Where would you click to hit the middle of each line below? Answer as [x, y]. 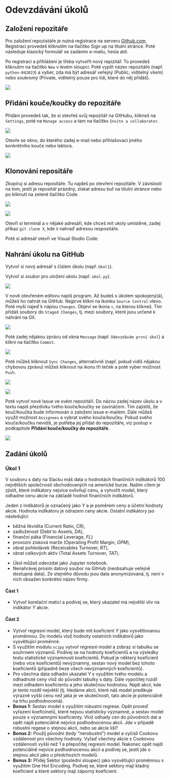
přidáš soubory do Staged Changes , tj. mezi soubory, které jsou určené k [81, 312]
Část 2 [12, 619]
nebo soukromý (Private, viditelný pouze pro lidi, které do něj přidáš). [78, 78]
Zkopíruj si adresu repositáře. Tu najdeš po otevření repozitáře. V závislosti [83, 183]
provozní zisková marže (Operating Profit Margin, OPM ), [72, 543]
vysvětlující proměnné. [36, 641]
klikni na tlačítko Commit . [30, 342]
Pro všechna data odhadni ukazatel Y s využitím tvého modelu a [80, 674]
